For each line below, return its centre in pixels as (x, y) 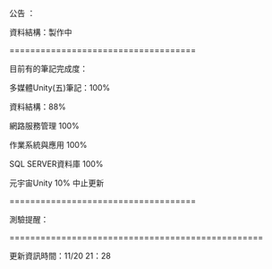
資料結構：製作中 (41, 32)
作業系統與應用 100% (48, 145)
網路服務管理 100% (45, 126)
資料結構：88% (38, 107)
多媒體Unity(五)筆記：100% (60, 87)
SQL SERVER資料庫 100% (56, 164)
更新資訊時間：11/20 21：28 (60, 256)
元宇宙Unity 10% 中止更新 (57, 183)
